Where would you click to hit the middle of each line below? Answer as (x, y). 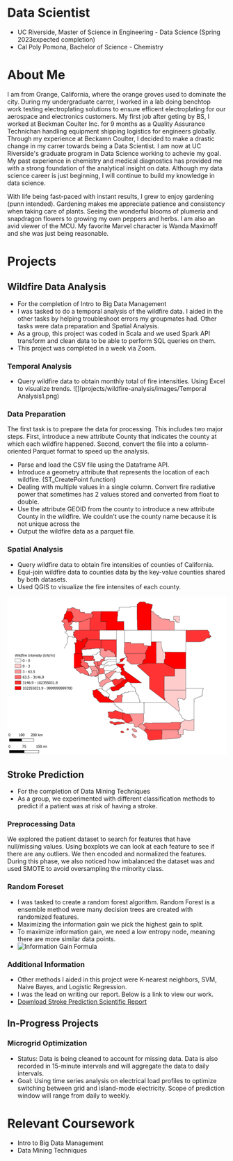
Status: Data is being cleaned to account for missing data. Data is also (118, 1058)
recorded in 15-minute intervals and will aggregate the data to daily (113, 1066)
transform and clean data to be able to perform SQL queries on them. (116, 341)
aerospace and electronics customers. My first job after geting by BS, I (109, 116)
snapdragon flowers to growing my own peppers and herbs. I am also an (111, 218)
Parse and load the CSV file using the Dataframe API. (93, 465)
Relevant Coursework (71, 1123)
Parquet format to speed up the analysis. (91, 451)
